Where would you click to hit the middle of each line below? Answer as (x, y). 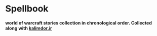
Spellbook (27, 9)
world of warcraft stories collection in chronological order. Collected (78, 22)
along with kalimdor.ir (29, 28)
